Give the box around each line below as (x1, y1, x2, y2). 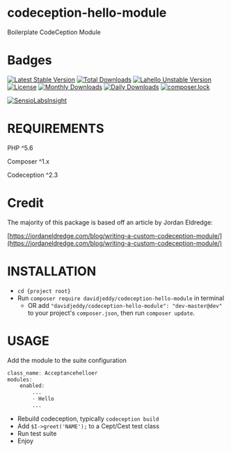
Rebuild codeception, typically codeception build (17, 414, 159, 423)
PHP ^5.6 (7, 143, 33, 152)
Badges (7, 52, 52, 68)
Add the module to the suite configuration (7, 356, 127, 364)
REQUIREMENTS (7, 120, 104, 137)
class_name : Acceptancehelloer (7, 369, 98, 377)
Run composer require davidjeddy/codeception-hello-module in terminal (17, 294, 225, 302)
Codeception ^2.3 (7, 171, 58, 179)
